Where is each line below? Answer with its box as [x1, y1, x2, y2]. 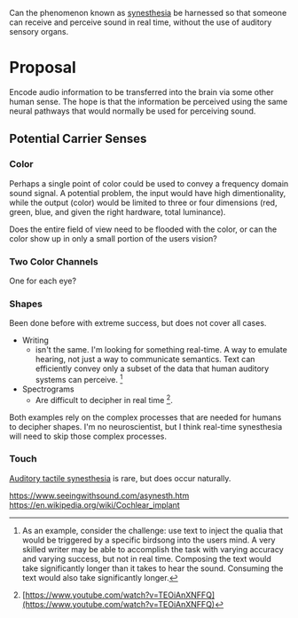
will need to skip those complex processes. [9, 431, 167, 441]
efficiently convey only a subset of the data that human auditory [35, 363, 270, 374]
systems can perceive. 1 [35, 373, 123, 384]
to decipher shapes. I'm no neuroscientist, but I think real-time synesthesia [9, 421, 283, 432]
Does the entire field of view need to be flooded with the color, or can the [9, 224, 278, 234]
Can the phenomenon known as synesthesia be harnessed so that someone [9, 8, 287, 18]
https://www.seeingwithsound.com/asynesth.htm [9, 490, 190, 501]
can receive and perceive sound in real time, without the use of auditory [9, 17, 272, 28]
